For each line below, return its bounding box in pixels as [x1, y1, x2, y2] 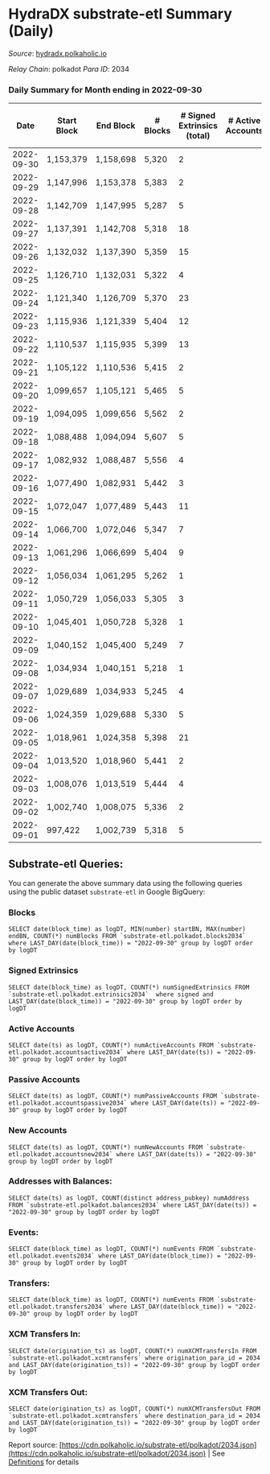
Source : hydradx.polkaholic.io [8, 48, 107, 58]
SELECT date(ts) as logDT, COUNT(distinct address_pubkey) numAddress [8, 1194, 250, 1202]
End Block [96, 120, 136, 131]
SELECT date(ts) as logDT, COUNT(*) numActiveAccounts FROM [8, 1041, 215, 1049]
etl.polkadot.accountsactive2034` [8, 1048, 125, 1056]
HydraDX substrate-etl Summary [8, 5, 233, 23]
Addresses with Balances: [8, 1175, 112, 1187]
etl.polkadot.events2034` [8, 1252, 95, 1260]
